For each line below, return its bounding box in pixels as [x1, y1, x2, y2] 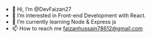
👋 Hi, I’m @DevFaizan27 [11, 6, 71, 12]
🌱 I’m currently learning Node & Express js [11, 18, 117, 25]
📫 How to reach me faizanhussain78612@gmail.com [11, 25, 143, 32]
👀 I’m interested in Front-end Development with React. [11, 12, 146, 19]
